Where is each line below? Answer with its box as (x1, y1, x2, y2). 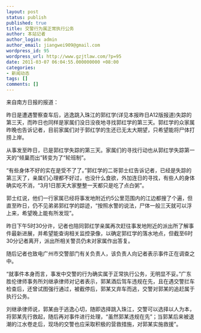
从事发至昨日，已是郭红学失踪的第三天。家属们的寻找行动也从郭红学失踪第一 (6, 146, 195, 154)
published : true (6, 20, 47, 26)
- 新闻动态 (6, 70, 30, 76)
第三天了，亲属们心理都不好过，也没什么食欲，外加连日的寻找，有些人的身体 (6, 175, 195, 181)
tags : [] (6, 76, 28, 82)
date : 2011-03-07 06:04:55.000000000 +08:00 (6, 59, 119, 65)
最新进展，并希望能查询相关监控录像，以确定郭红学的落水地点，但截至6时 (11, 230, 193, 237)
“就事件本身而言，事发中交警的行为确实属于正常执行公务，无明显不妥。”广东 (6, 271, 192, 277)
